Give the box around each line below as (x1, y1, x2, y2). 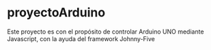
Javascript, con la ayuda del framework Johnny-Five (7, 34, 156, 42)
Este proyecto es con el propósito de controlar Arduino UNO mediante (7, 27, 204, 36)
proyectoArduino (7, 5, 106, 21)
